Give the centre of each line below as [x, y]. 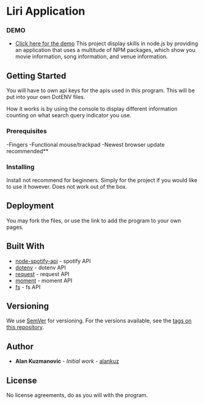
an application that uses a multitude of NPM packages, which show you [105, 50]
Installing [20, 167]
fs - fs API [28, 287]
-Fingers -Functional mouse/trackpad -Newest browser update [86, 144]
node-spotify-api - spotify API [53, 261]
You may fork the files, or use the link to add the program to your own [94, 221]
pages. [15, 227]
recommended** [27, 151]
